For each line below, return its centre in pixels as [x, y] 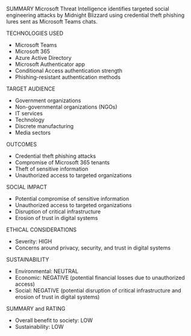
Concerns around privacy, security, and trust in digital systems [92, 248]
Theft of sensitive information [52, 169]
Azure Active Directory [43, 58]
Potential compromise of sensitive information [72, 199]
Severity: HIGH [33, 241]
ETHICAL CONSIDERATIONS [42, 230]
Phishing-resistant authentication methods [68, 77]
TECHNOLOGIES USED [35, 33]
